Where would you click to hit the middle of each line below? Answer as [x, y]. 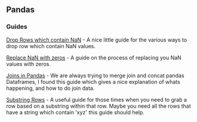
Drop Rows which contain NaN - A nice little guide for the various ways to [96, 40]
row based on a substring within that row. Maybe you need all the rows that [98, 106]
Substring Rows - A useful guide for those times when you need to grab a [96, 99]
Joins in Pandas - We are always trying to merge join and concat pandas [95, 75]
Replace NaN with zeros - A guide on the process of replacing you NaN [94, 57]
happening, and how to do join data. [50, 88]
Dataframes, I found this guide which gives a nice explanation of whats [93, 82]
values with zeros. [29, 64]
